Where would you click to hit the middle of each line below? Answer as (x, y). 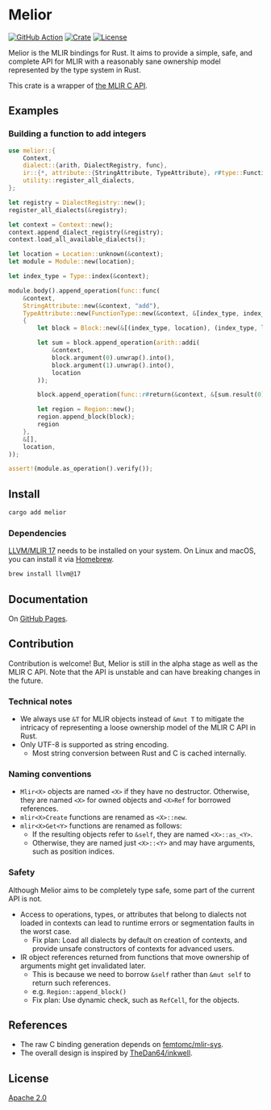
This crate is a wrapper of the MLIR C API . (78, 85)
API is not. (25, 898)
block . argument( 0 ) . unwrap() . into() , (113, 358)
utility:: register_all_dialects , (79, 181)
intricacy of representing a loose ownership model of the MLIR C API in (138, 728)
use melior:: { (32, 151)
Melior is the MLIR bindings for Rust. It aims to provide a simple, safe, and (130, 52)
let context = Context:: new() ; (61, 224)
